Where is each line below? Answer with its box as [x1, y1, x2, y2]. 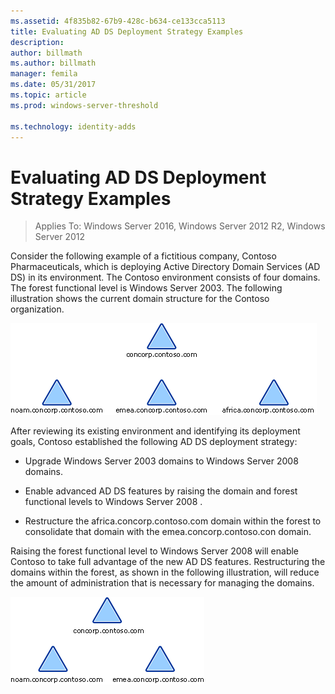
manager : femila [10, 69, 78, 79]
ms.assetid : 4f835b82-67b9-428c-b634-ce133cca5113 [10, 16, 226, 26]
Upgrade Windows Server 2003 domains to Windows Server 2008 [24, 455, 299, 467]
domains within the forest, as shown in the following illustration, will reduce [10, 566, 320, 579]
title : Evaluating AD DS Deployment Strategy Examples [10, 26, 244, 37]
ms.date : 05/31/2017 [10, 80, 97, 90]
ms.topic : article [10, 90, 87, 100]
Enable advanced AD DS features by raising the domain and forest [24, 485, 298, 497]
